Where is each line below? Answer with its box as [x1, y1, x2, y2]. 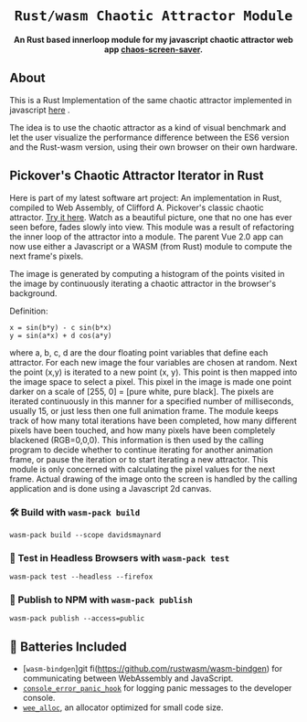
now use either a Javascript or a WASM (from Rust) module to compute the [9, 240, 292, 251]
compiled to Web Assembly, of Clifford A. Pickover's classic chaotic [9, 202, 265, 213]
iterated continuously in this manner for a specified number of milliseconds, [9, 396, 294, 407]
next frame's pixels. [9, 250, 84, 261]
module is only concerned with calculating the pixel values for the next [9, 463, 276, 474]
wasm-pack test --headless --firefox [9, 572, 153, 582]
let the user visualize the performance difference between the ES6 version [9, 132, 290, 143]
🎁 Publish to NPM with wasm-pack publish [9, 593, 194, 606]
